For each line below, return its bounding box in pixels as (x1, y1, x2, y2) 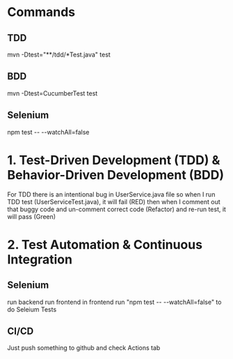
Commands (7, 4, 76, 20)
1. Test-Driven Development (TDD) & (7, 152, 220, 168)
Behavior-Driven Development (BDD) (7, 167, 225, 183)
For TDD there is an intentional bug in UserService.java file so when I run (7, 190, 216, 199)
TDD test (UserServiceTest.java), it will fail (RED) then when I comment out (7, 197, 220, 206)
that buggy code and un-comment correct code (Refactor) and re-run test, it (7, 205, 226, 213)
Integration (7, 252, 73, 267)
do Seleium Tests (7, 305, 57, 314)
